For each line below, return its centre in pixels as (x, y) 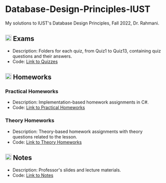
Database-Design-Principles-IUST (78, 9)
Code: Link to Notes (33, 175)
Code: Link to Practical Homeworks (49, 107)
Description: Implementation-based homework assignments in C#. (81, 102)
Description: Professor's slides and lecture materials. (67, 170)
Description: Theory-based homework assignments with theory (78, 131)
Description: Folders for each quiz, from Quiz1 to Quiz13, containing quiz (86, 50)
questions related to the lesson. (45, 136)
